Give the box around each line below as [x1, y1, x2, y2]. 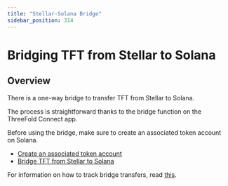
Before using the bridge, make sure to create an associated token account [7, 128, 222, 137]
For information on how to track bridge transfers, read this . [7, 170, 177, 179]
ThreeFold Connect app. [7, 114, 78, 123]
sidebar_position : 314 [7, 17, 74, 24]
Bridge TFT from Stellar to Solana [17, 157, 114, 165]
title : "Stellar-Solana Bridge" [7, 10, 102, 18]
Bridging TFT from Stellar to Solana [7, 47, 216, 63]
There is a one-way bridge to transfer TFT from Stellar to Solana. [7, 93, 195, 102]
